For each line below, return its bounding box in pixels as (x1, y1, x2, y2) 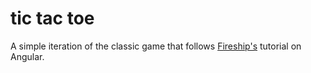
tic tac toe (10, 7, 95, 30)
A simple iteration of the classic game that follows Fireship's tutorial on (10, 40, 302, 52)
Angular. (10, 50, 45, 62)
